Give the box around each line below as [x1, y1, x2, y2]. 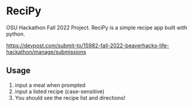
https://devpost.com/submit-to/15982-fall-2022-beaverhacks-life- [6, 42, 170, 49]
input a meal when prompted [14, 81, 86, 88]
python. [6, 30, 25, 37]
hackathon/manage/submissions [6, 48, 86, 55]
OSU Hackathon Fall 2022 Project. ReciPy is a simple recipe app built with [6, 24, 188, 31]
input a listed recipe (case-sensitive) [14, 88, 105, 95]
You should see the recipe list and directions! [14, 94, 126, 101]
